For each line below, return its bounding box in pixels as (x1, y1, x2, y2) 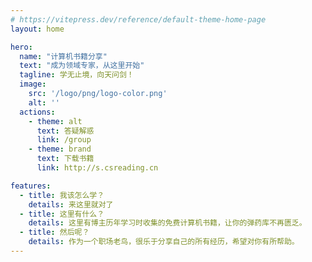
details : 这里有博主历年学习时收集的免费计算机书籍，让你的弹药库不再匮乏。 (28, 218, 307, 228)
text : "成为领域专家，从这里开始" (19, 61, 145, 71)
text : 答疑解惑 (36, 126, 95, 136)
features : (10, 181, 52, 191)
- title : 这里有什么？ (19, 209, 105, 219)
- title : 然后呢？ (19, 227, 90, 238)
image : (19, 79, 47, 90)
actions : (19, 107, 56, 117)
